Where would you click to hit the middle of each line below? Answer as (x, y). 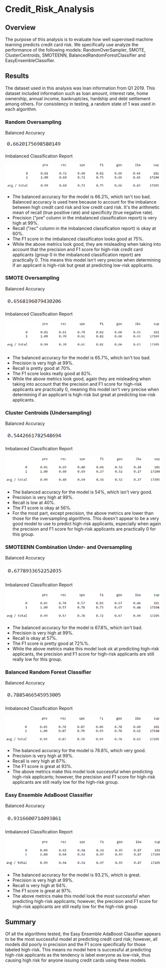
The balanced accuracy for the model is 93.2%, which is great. (77, 875)
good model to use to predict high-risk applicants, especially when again (86, 524)
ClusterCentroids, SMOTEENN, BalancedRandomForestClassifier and (76, 55)
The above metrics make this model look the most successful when (81, 896)
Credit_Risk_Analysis (50, 9)
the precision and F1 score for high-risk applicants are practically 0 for (84, 529)
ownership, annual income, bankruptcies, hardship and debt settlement (78, 98)
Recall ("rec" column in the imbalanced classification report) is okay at (84, 228)
